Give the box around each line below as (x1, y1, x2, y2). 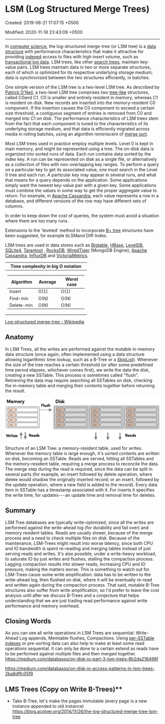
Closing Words (5, 617, 52, 625)
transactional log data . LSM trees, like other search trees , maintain (5, 59, 139, 65)
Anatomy (5, 333, 34, 342)
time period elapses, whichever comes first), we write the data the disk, (5, 367, 150, 373)
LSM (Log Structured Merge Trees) (5, 3, 150, 15)
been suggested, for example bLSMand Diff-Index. (5, 232, 108, 239)
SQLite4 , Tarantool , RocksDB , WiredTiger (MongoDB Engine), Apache (5, 247, 147, 253)
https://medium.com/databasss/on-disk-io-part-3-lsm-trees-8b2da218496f (5, 656, 159, 662)
